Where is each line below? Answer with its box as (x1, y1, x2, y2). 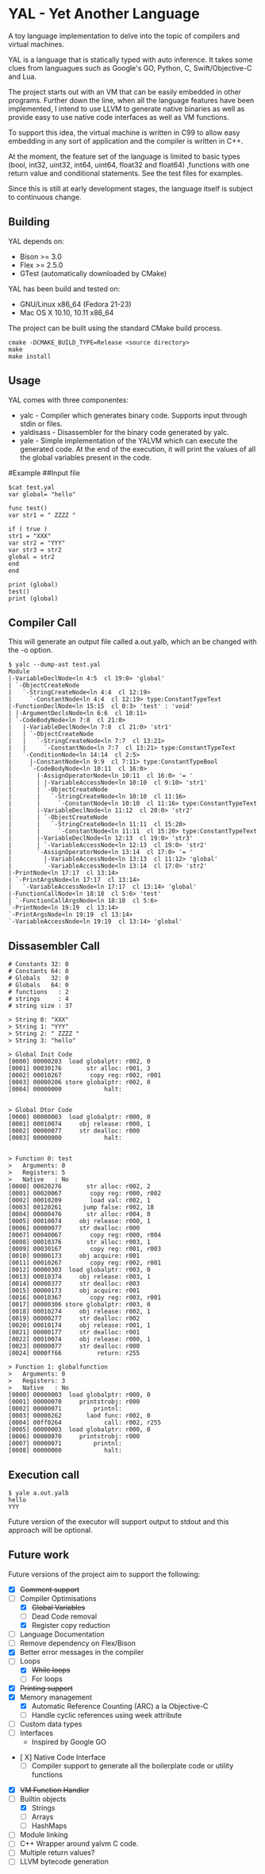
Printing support (19, 1684, 73, 1693)
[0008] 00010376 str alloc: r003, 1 (8, 1238, 151, 1246)
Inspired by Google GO (31, 1737, 107, 1746)
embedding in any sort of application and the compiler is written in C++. (8, 136, 244, 145)
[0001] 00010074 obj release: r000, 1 (8, 1120, 151, 1128)
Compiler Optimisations (19, 1593, 97, 1603)
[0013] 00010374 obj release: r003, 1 (8, 1273, 151, 1281)
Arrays (31, 1812, 54, 1822)
